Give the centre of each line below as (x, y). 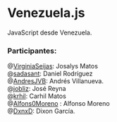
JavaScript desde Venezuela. (50, 32)
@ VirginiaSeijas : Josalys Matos (53, 66)
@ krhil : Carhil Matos (37, 96)
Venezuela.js (47, 13)
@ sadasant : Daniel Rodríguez (50, 74)
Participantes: (32, 51)
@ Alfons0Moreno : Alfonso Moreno (59, 104)
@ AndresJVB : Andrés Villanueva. (56, 81)
